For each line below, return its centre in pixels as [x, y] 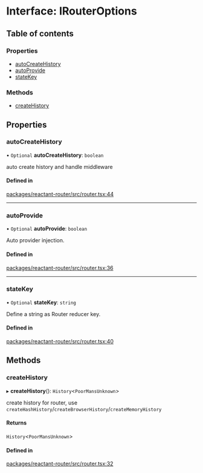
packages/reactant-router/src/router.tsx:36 [60, 268]
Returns [17, 423]
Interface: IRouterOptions [72, 11]
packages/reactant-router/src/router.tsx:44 [60, 194]
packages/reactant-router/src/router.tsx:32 [60, 464]
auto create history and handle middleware [60, 167]
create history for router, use [42, 402]
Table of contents [40, 34]
